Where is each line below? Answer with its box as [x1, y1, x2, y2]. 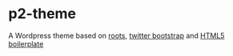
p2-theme [8, 5, 77, 23]
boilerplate [8, 39, 44, 48]
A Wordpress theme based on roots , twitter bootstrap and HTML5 [8, 31, 225, 40]
